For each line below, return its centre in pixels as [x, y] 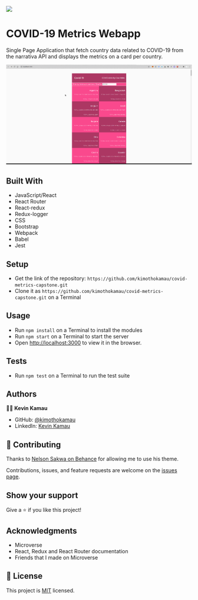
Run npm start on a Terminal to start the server [72, 336]
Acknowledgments [42, 530]
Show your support [42, 495]
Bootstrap [27, 227]
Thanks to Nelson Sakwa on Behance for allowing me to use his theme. [92, 459]
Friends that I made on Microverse [56, 557]
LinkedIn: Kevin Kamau [42, 426]
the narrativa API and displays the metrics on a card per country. [85, 56]
